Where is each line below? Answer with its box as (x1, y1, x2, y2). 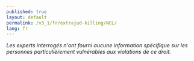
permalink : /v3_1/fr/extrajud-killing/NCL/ (6, 20, 117, 26)
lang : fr (6, 25, 28, 32)
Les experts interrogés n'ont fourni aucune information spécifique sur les (6, 42, 188, 49)
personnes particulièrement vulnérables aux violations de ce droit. (6, 48, 172, 56)
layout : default (6, 14, 47, 20)
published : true (6, 8, 47, 15)
